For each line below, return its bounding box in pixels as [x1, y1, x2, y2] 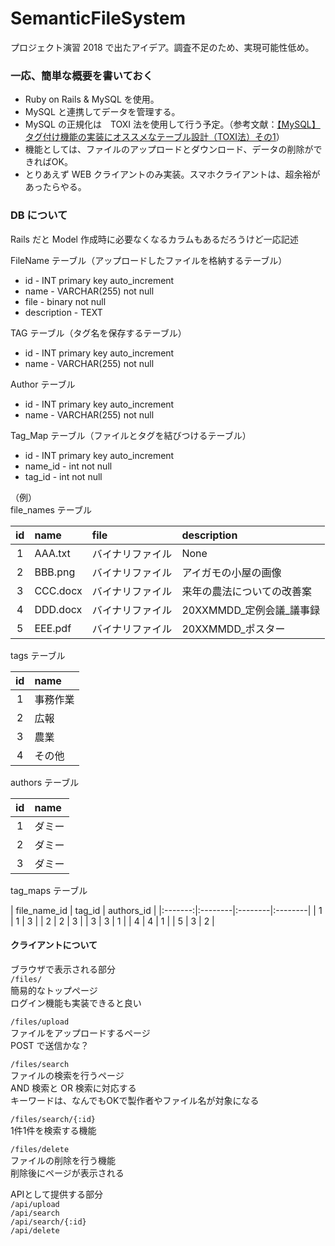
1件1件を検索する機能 [10, 1124, 97, 1136]
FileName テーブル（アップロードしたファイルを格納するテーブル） [10, 254, 288, 266]
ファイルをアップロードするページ [10, 1027, 151, 1039]
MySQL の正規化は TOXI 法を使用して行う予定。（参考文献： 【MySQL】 [24, 118, 321, 131]
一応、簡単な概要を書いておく [10, 68, 154, 82]
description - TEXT [24, 306, 103, 318]
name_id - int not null [24, 460, 113, 472]
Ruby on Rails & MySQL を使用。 [24, 93, 160, 106]
